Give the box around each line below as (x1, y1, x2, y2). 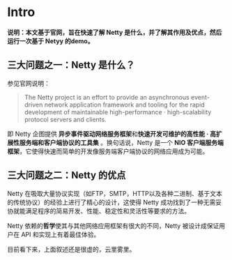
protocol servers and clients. (24, 115, 107, 123)
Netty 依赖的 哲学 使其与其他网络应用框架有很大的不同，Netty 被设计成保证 (7, 221, 219, 230)
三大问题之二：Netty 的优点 (7, 169, 126, 181)
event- (190, 93, 210, 101)
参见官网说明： (7, 79, 50, 87)
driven (24, 100, 43, 109)
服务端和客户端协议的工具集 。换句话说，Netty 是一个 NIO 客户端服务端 (19, 138, 224, 146)
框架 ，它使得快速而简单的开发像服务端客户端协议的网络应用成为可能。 (7, 147, 209, 155)
